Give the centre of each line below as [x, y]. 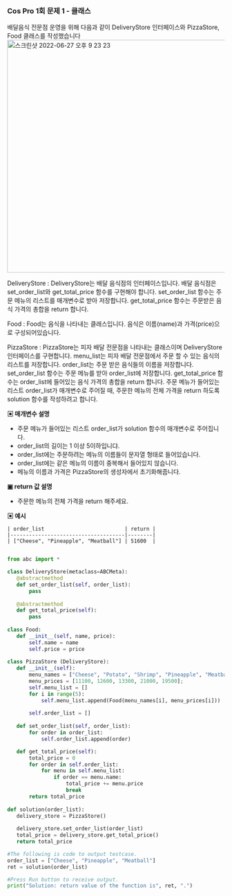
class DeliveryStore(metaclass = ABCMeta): [68, 572]
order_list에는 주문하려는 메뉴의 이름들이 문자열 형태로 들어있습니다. [109, 455]
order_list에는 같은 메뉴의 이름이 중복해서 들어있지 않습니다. [97, 463]
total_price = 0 [52, 758]
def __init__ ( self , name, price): [66, 636]
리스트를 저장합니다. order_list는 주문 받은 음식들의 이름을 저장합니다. [100, 365]
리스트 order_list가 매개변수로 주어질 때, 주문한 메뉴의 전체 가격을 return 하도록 [114, 391]
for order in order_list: [66, 733]
